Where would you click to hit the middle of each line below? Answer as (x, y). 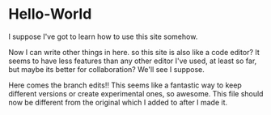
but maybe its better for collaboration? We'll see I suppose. (106, 69)
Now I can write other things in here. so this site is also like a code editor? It (134, 52)
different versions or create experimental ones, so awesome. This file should (136, 93)
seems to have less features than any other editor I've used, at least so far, (133, 61)
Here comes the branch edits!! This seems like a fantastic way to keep (125, 85)
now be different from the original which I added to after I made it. (118, 102)
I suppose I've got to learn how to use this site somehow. (103, 36)
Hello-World (50, 14)
